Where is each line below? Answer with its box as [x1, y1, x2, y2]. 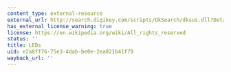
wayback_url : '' [7, 55, 54, 62]
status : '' [7, 36, 38, 43]
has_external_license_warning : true [7, 23, 112, 29]
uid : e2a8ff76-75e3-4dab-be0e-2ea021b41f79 [7, 49, 134, 56]
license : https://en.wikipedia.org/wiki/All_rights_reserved [7, 29, 186, 36]
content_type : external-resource [7, 10, 103, 17]
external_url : [7, 16, 48, 23]
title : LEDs [7, 42, 41, 49]
